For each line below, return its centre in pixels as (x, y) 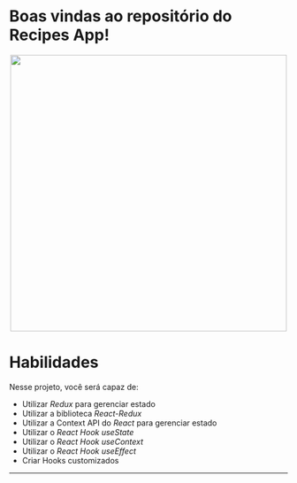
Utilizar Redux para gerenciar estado (89, 403)
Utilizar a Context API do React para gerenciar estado (119, 423)
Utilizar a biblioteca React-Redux (82, 413)
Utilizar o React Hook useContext (83, 441)
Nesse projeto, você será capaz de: (74, 387)
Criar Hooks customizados (70, 460)
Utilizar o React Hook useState (78, 432)
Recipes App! (60, 35)
